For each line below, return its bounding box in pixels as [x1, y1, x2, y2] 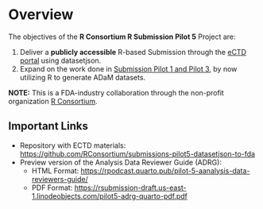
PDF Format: [31, 183, 73, 192]
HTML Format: [31, 165, 79, 176]
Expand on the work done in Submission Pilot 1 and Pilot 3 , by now [19, 64, 238, 73]
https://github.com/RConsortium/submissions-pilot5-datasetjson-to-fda [19, 149, 256, 158]
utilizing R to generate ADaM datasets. [19, 72, 145, 82]
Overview [8, 6, 74, 24]
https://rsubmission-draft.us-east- [74, 183, 187, 192]
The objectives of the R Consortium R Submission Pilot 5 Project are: [8, 32, 236, 41]
